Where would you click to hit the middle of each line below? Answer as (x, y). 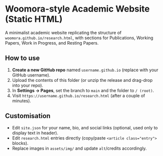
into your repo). (27, 85)
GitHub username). (31, 75)
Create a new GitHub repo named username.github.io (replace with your (85, 70)
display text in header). (35, 133)
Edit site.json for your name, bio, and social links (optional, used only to (85, 127)
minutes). (22, 101)
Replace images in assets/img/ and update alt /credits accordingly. (79, 148)
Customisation (28, 116)
